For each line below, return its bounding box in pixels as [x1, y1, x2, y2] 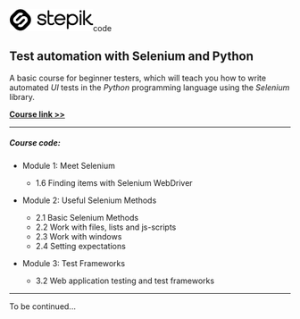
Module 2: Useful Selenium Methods [21, 195, 157, 206]
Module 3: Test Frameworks [21, 257, 126, 268]
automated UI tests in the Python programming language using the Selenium [9, 81, 290, 93]
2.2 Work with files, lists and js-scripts [35, 222, 177, 232]
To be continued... [9, 300, 76, 312]
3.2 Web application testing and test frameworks [35, 275, 215, 286]
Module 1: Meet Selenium [21, 160, 116, 171]
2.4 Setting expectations [35, 240, 127, 251]
